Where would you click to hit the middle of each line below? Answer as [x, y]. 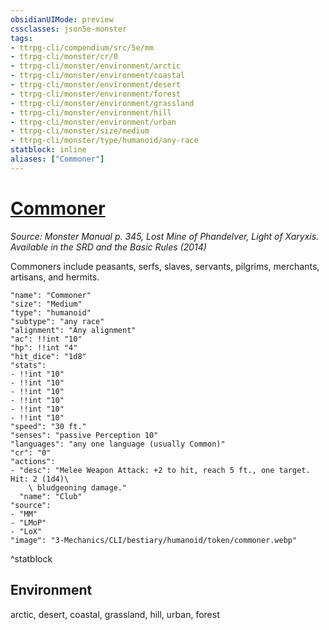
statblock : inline [48, 150]
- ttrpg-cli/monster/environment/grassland [102, 103]
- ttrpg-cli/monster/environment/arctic [96, 66]
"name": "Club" [51, 496]
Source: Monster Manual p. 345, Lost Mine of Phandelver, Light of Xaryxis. [165, 236]
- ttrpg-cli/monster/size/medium [80, 131]
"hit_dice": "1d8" [48, 356]
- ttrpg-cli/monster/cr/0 [64, 57]
